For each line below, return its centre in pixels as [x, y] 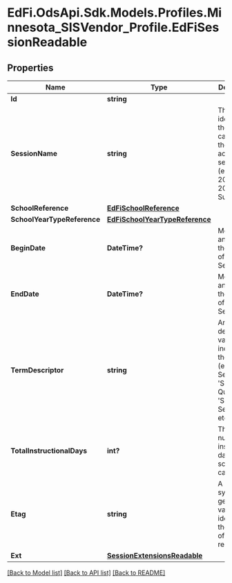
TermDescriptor [37, 370]
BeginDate [28, 248]
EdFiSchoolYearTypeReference [159, 219]
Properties [30, 68]
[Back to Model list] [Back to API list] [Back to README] [86, 573]
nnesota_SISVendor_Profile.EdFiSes [113, 27]
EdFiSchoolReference [143, 208]
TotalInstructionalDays [49, 451]
